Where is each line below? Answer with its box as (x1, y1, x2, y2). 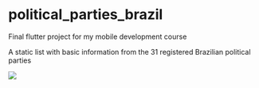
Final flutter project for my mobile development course (8, 32, 187, 41)
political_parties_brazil (8, 6, 163, 24)
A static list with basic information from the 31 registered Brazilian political (8, 47, 251, 56)
